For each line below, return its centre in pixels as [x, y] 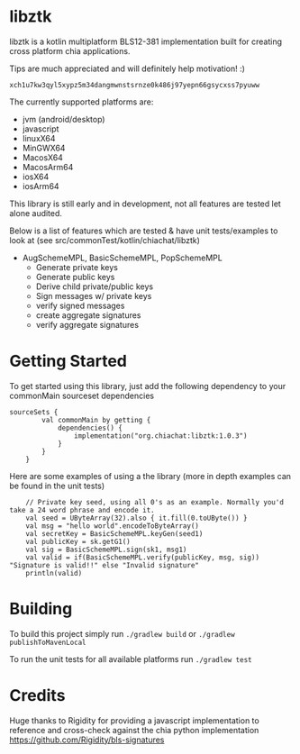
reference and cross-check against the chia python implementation [134, 730]
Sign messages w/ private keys [94, 295]
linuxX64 [39, 138]
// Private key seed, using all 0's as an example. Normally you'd [155, 502]
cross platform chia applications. [70, 50]
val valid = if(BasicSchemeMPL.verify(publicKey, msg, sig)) [142, 557]
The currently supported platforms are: [82, 102]
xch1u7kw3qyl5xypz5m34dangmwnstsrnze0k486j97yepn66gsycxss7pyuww [134, 85]
